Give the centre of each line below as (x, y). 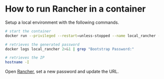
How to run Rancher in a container (75, 9)
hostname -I (17, 62)
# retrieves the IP (25, 58)
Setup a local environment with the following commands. (62, 22)
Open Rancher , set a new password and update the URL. (62, 72)
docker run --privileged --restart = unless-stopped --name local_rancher (81, 36)
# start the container (28, 31)
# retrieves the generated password (42, 45)
